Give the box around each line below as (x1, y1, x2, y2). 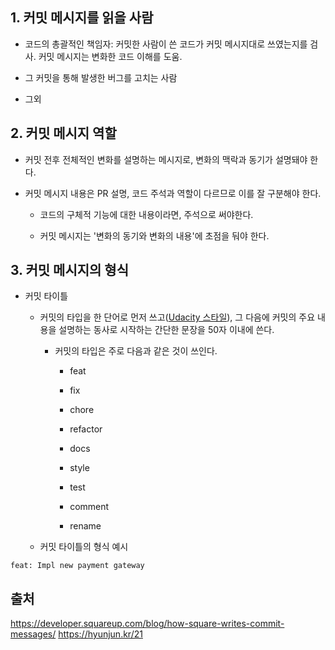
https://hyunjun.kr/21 (58, 628, 143, 640)
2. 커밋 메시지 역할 (10, 125, 117, 142)
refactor (69, 423, 103, 435)
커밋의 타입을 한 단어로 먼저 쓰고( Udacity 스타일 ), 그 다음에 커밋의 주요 (39, 311, 316, 323)
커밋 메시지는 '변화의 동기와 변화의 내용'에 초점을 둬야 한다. (39, 229, 270, 242)
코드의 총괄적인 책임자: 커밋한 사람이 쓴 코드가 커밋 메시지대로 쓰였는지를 (24, 38, 308, 50)
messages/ (10, 628, 57, 640)
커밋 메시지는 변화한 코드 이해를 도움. (38, 50, 183, 62)
